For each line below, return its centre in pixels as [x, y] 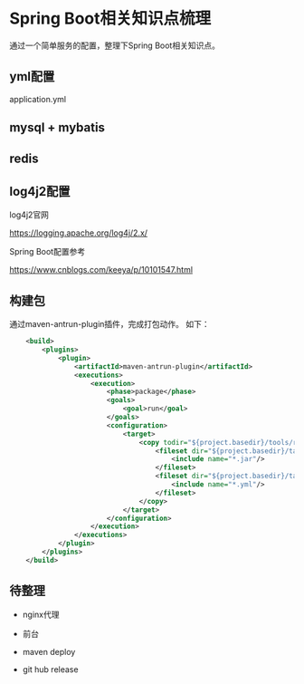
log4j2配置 [40, 191]
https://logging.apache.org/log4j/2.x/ [78, 233]
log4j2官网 [29, 215]
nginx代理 [41, 614]
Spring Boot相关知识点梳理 [110, 19]
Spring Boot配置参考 [47, 252]
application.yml [38, 99]
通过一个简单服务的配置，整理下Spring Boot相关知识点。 [114, 45]
